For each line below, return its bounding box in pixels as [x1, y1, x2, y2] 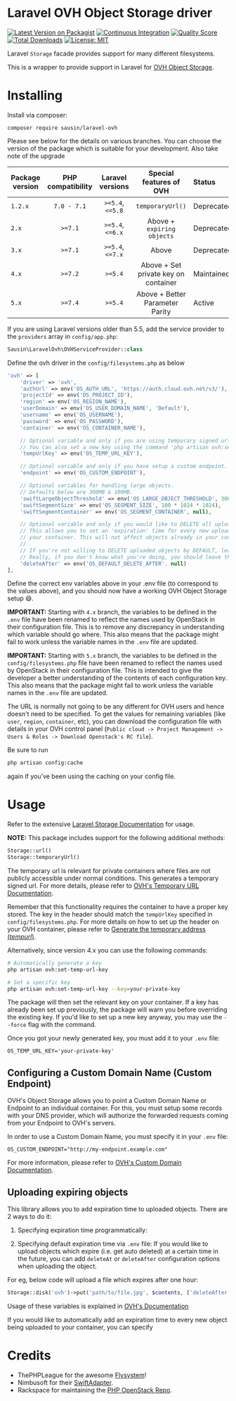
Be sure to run [7, 746, 48, 754]
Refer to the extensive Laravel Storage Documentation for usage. [7, 820, 195, 829]
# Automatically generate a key [7, 960, 102, 967]
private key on [138, 269, 185, 278]
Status [192, 177, 216, 187]
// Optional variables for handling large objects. [20, 482, 174, 489]
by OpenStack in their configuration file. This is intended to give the [7, 666, 203, 675]
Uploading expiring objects [7, 1186, 129, 1198]
